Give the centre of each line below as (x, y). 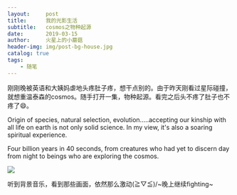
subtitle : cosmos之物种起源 (49, 27)
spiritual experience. (37, 135)
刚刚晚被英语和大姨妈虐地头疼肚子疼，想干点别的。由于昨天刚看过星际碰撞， (120, 88)
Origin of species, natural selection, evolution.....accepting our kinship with (117, 119)
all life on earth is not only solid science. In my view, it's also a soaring (110, 127)
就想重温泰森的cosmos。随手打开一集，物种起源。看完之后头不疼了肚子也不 (118, 96)
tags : (15, 60)
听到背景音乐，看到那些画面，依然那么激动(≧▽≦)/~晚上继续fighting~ (110, 184)
